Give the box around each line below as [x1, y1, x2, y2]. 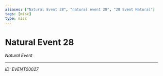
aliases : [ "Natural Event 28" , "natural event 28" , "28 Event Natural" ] [5, 7, 155, 12]
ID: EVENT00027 [5, 66, 39, 72]
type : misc [5, 16, 27, 21]
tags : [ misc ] [5, 12, 32, 16]
